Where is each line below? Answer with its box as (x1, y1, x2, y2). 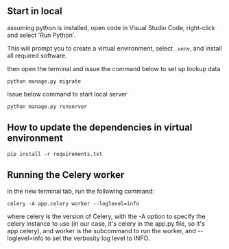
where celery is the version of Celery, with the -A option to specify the (7, 212, 206, 221)
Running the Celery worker (7, 169, 125, 181)
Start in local (7, 5, 63, 17)
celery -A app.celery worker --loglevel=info (7, 200, 139, 207)
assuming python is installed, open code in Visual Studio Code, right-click (7, 23, 216, 31)
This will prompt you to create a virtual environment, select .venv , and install (7, 44, 223, 52)
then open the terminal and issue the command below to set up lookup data (7, 64, 221, 73)
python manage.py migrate (7, 78, 81, 85)
